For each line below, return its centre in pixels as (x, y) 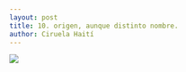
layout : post (34, 17)
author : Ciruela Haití (52, 34)
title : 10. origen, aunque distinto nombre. (94, 26)
